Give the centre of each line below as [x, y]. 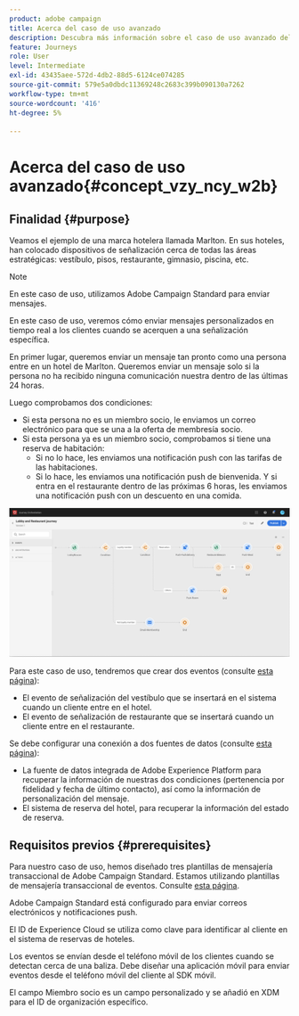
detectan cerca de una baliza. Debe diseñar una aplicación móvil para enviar [149, 966]
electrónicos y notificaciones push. [73, 913]
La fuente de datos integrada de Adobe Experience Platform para [141, 770]
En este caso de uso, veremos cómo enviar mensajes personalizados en [141, 321]
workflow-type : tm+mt [49, 94]
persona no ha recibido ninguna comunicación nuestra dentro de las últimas [149, 376]
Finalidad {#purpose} [70, 219]
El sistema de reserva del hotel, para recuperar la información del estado [155, 807]
